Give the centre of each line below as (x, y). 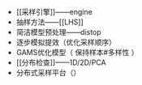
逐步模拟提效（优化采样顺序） (66, 42)
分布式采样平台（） (48, 72)
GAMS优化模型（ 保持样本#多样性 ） (77, 52)
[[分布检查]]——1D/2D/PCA (61, 62)
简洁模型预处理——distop (58, 32)
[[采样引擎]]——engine (54, 12)
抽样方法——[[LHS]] (49, 22)
